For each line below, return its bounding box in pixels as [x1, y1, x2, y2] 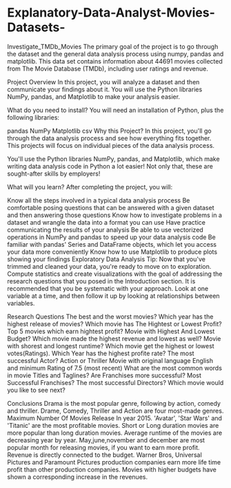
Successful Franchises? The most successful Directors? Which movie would [7, 378, 224, 386]
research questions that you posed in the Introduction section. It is [7, 276, 196, 285]
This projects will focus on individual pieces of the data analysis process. [7, 141, 215, 149]
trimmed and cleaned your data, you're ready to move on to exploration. [7, 262, 212, 270]
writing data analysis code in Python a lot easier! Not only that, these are [7, 162, 214, 170]
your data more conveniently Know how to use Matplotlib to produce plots [7, 247, 218, 256]
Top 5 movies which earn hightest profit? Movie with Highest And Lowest [7, 327, 215, 335]
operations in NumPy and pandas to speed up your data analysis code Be [7, 233, 216, 241]
